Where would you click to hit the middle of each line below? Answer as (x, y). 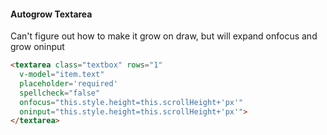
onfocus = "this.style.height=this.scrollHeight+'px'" (131, 102)
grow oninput (37, 47)
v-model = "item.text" (62, 75)
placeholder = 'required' (68, 83)
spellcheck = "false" (60, 93)
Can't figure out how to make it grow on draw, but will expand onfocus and (164, 36)
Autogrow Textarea (51, 14)
